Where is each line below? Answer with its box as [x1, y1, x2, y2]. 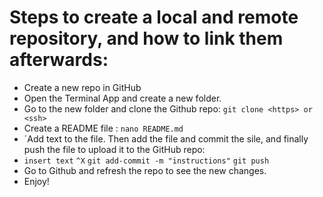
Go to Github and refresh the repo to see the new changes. [23, 164, 267, 176]
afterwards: [9, 49, 109, 71]
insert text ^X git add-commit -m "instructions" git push [23, 156, 270, 166]
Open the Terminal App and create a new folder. [23, 92, 222, 104]
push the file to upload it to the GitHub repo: [23, 143, 206, 155]
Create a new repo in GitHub [23, 81, 142, 93]
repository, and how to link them [9, 27, 284, 50]
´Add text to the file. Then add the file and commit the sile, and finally [23, 132, 309, 145]
